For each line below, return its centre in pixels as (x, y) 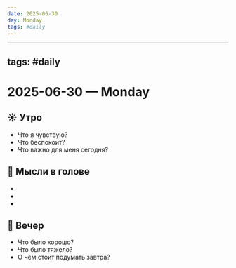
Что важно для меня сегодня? (63, 149)
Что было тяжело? (45, 250)
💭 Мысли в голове (48, 172)
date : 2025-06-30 (33, 14)
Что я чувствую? (42, 135)
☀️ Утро (25, 118)
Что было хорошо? (46, 242)
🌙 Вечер (26, 225)
